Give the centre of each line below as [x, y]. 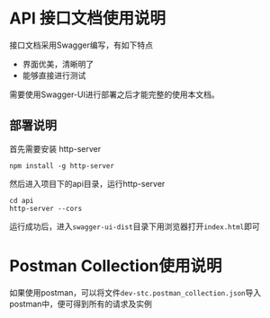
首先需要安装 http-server [55, 148]
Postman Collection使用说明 [116, 265]
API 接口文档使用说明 [88, 18]
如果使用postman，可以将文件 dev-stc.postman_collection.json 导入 [135, 292]
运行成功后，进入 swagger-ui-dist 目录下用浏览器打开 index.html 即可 [135, 226]
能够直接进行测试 [54, 75]
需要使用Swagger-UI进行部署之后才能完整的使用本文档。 [114, 94]
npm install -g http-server [62, 166]
